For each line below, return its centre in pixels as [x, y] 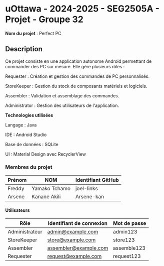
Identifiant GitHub [97, 180]
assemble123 [129, 248]
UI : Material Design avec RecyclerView [45, 154]
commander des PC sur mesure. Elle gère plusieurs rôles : [65, 66]
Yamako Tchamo [51, 189]
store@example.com [71, 240]
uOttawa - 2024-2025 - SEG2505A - [82, 9]
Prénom [17, 180]
